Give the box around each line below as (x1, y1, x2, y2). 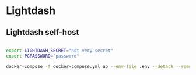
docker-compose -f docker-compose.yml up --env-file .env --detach (6, 63, 174, 69)
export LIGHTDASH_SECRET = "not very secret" (6, 48, 114, 53)
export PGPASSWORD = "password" (6, 53, 80, 59)
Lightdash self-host (6, 27, 79, 37)
